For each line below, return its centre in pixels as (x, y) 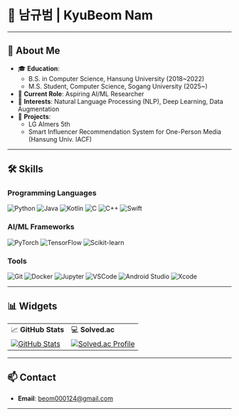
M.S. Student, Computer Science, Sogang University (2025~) (118, 86)
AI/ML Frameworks (41, 227)
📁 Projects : (34, 116)
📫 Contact (32, 378)
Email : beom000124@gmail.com (65, 398)
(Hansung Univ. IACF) (60, 139)
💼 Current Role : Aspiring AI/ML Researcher (81, 93)
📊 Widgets (32, 307)
